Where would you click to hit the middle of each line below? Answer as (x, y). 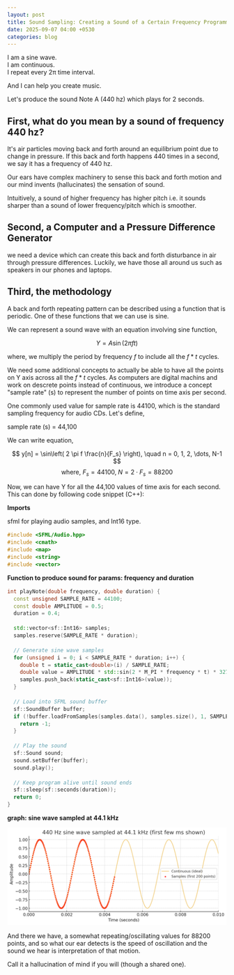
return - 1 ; (36, 724)
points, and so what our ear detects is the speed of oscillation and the (107, 943)
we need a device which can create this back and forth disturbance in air (112, 255)
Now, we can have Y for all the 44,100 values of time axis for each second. (114, 487)
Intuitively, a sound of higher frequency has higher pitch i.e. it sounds (107, 198)
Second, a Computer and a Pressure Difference (111, 228)
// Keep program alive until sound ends (73, 783)
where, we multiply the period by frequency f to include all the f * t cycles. (113, 356)
